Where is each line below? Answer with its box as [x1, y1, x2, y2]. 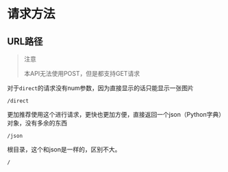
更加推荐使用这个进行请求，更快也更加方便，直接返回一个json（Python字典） [7, 111, 222, 118]
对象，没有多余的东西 [7, 119, 67, 127]
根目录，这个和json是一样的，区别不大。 [7, 145, 121, 154]
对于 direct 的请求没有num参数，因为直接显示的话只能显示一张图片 [7, 84, 194, 92]
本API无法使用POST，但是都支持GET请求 [23, 70, 140, 77]
